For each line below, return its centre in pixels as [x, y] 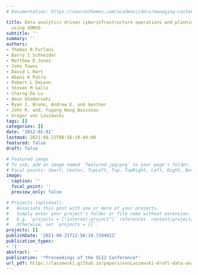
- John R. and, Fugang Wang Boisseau [52, 110]
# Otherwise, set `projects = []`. [52, 225]
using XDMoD [26, 28]
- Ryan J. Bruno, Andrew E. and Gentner [57, 104]
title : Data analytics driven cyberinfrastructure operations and [89, 22]
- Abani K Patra [26, 77]
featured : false [26, 143]
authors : [17, 44]
